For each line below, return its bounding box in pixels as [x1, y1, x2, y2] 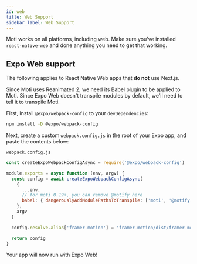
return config [11, 235, 46, 241]
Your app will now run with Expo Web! [6, 251, 98, 259]
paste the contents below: [6, 138, 69, 145]
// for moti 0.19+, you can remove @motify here [21, 192, 143, 198]
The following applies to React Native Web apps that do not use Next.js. [6, 75, 180, 82]
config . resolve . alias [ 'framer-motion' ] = [11, 225, 114, 230]
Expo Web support [6, 59, 76, 69]
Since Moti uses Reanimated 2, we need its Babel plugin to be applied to [6, 86, 181, 93]
